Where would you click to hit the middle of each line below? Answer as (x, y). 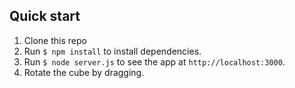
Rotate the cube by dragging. (84, 72)
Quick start (45, 16)
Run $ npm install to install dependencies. (112, 51)
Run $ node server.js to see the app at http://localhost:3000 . (154, 61)
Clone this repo (55, 40)
